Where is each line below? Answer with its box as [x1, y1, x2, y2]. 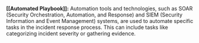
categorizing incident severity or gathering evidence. [6, 30, 136, 37]
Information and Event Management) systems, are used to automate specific [6, 18, 194, 24]
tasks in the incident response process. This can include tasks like [6, 24, 168, 31]
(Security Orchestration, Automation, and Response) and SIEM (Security [6, 11, 183, 18]
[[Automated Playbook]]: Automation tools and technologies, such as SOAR [6, 5, 193, 12]
